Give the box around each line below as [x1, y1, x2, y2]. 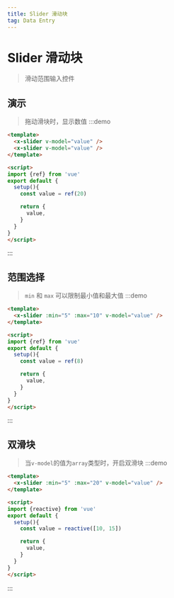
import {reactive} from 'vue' [7, 505, 97, 512]
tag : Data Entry [7, 17, 55, 24]
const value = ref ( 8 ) [20, 358, 83, 365]
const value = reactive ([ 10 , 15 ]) [20, 525, 122, 532]
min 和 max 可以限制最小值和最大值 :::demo [24, 291, 148, 300]
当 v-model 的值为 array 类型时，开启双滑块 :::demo [24, 458, 168, 468]
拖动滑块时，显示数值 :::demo [24, 118, 111, 126]
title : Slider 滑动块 [7, 10, 68, 18]
